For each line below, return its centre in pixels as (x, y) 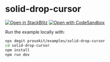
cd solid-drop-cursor (27, 45)
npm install (17, 50)
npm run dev (17, 55)
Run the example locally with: (35, 32)
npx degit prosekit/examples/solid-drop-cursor (55, 41)
